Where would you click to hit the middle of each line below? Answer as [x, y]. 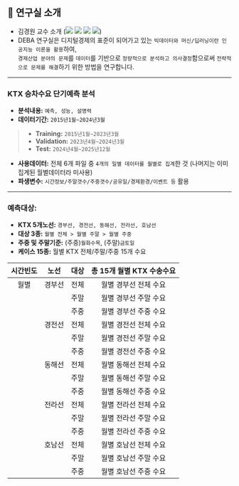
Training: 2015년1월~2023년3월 [77, 134]
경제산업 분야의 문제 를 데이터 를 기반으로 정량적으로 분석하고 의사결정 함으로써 [116, 58]
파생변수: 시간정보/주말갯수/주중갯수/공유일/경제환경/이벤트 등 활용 [103, 181]
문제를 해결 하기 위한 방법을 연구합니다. [83, 67]
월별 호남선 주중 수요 [133, 472]
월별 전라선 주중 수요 [133, 431]
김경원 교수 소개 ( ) [59, 31]
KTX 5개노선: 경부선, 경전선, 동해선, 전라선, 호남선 [87, 225]
